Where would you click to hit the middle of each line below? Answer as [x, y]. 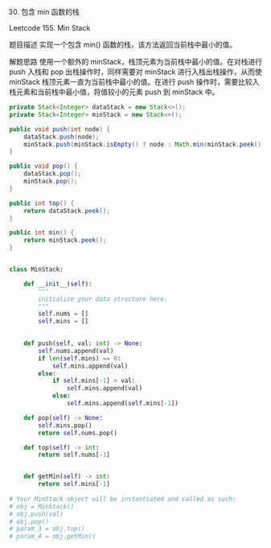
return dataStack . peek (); [67, 211]
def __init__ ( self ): [58, 284]
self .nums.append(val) [76, 351]
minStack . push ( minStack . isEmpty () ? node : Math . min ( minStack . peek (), [144, 144]
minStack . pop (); [51, 181]
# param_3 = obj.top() [47, 529]
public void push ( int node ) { [60, 129]
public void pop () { [44, 166]
